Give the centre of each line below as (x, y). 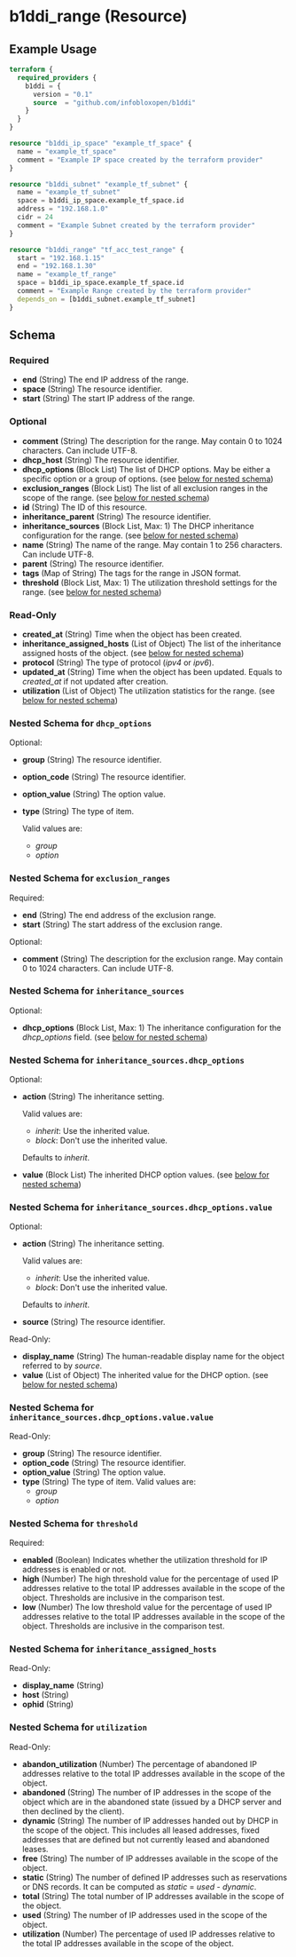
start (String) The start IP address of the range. (108, 399)
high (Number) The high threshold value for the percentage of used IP (150, 1579)
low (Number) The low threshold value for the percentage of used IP (147, 1607)
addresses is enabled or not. (74, 1569)
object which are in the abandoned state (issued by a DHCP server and (152, 1802)
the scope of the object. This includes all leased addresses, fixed (140, 1830)
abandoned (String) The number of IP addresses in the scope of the (147, 1792)
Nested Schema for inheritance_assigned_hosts (113, 1649)
